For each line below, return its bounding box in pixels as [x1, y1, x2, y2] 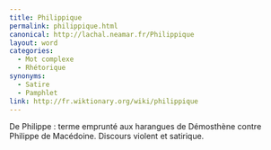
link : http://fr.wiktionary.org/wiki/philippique [9, 96, 199, 106]
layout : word [9, 38, 58, 48]
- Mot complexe [17, 55, 74, 64]
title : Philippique [9, 13, 83, 22]
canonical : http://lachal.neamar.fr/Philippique [9, 30, 195, 39]
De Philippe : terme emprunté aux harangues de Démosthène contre [9, 121, 262, 132]
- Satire [17, 80, 50, 89]
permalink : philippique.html [9, 22, 118, 31]
